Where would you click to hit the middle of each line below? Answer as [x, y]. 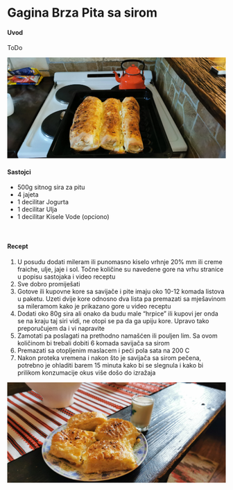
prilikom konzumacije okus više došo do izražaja [86, 373]
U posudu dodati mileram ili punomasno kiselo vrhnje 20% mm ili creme [120, 261]
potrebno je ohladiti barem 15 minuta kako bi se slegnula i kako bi [110, 365]
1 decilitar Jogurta [43, 202]
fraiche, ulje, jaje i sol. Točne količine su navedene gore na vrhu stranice [120, 269]
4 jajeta [28, 195]
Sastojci [19, 172]
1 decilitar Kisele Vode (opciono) [63, 217]
